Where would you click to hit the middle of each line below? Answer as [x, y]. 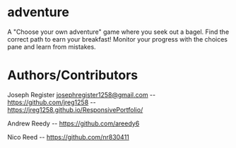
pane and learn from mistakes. [52, 47]
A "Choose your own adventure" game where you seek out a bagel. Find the [118, 32]
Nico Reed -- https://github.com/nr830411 [68, 137]
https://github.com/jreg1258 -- [52, 102]
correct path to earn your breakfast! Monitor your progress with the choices [118, 39]
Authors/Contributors [73, 75]
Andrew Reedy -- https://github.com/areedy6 [73, 123]
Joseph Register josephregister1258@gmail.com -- [82, 94]
